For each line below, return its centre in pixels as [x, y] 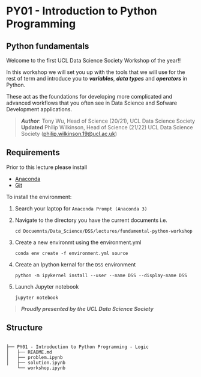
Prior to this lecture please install [47, 167]
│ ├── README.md [29, 352]
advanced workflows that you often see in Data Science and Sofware [92, 103]
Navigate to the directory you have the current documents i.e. [91, 220]
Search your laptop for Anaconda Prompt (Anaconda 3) [81, 208]
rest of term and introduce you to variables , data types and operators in [97, 78]
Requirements [33, 152]
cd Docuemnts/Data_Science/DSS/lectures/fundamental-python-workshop [104, 231]
